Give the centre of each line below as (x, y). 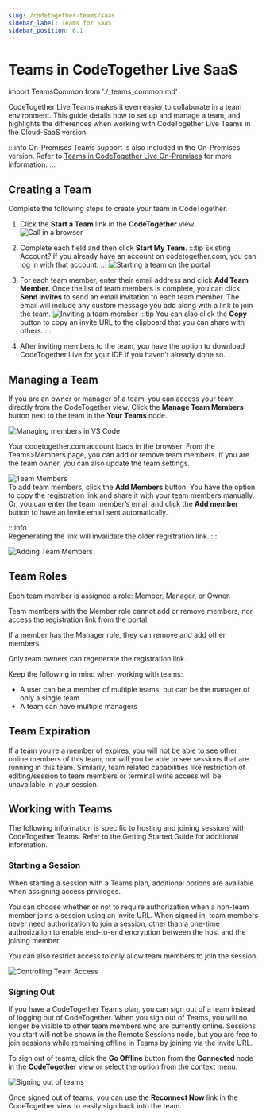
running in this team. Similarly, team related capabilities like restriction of (127, 767)
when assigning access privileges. (65, 891)
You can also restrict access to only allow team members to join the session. (133, 956)
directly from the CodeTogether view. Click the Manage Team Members (126, 407)
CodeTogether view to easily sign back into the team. (95, 1105)
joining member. (35, 940)
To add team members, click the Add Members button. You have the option (132, 487)
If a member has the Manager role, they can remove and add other (117, 634)
